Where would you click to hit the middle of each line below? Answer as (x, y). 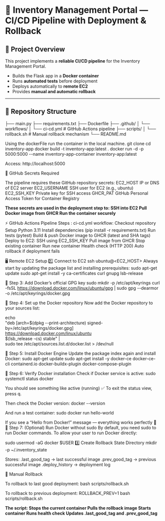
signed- (95, 323)
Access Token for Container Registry (42, 198)
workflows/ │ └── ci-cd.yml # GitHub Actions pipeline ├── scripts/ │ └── (81, 129)
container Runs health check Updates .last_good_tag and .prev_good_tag (81, 513)
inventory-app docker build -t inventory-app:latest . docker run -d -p (74, 149)
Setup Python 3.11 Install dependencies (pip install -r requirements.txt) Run (81, 230)
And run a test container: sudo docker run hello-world (59, 413)
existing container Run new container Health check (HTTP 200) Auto (75, 245)
